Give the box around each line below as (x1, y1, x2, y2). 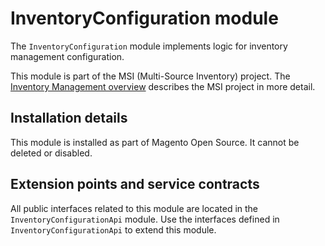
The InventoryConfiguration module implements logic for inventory (10, 40, 288, 52)
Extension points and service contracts (10, 176, 260, 193)
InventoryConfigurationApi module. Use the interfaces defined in (10, 213, 280, 225)
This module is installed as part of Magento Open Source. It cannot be (10, 136, 300, 148)
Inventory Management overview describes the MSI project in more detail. (10, 80, 316, 92)
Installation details (10, 110, 128, 127)
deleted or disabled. (10, 147, 93, 159)
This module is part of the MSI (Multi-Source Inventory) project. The (10, 70, 291, 82)
